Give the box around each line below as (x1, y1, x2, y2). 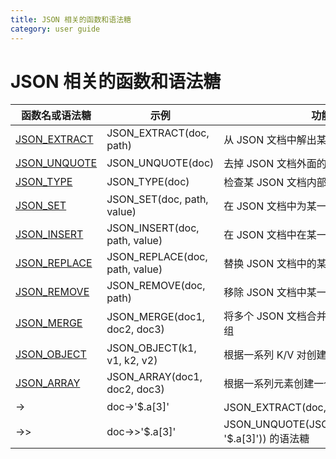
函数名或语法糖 (21, 109, 92, 123)
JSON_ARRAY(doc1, (106, 370, 203, 384)
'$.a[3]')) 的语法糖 (223, 432, 310, 446)
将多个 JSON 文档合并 (223, 309, 327, 323)
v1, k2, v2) (106, 354, 158, 368)
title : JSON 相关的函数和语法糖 (10, 14, 132, 25)
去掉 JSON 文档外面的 (223, 157, 327, 171)
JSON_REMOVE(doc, (106, 279, 206, 293)
